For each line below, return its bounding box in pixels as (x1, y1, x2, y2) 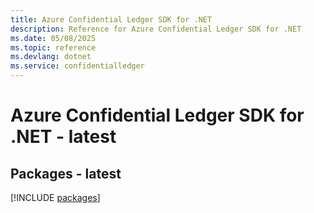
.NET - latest (10, 126, 117, 148)
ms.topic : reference (10, 42, 97, 53)
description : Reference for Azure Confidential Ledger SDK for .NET (10, 24, 302, 34)
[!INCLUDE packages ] (10, 192, 101, 203)
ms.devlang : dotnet (10, 52, 92, 62)
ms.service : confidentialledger (10, 61, 145, 71)
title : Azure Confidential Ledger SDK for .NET (10, 14, 213, 25)
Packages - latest (10, 165, 122, 182)
